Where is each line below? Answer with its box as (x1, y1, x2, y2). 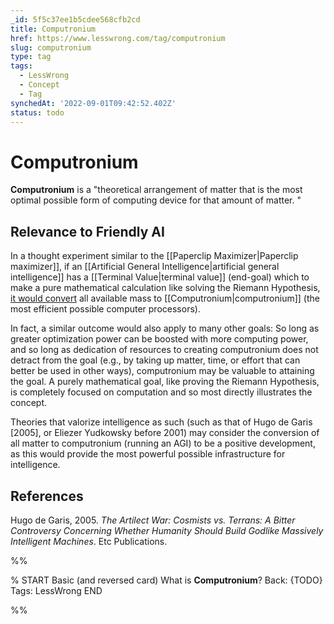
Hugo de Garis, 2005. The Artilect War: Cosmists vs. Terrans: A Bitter (10, 514, 296, 526)
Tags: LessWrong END (10, 584, 103, 596)
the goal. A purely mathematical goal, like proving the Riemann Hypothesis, (10, 376, 320, 388)
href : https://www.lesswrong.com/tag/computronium (10, 33, 226, 43)
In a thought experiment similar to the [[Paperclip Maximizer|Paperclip (10, 250, 299, 262)
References (10, 487, 84, 505)
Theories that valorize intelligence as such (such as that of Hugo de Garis (10, 416, 313, 428)
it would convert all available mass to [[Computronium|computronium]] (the (10, 292, 320, 305)
